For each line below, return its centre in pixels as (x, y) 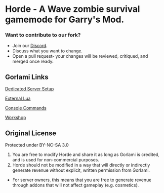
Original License (31, 133)
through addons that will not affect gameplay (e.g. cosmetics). (76, 185)
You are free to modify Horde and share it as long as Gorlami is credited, (86, 154)
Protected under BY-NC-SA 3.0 (37, 145)
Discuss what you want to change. (47, 51)
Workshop (16, 117)
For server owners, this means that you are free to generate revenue (82, 180)
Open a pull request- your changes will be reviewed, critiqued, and (80, 56)
